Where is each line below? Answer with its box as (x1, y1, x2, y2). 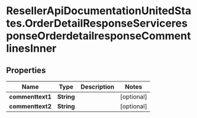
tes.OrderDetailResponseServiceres (6, 17, 188, 30)
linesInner (6, 42, 57, 55)
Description (80, 83, 114, 91)
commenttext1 (9, 93, 52, 101)
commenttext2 (9, 102, 52, 110)
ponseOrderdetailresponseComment (6, 29, 191, 42)
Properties (6, 65, 46, 75)
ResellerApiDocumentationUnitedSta (6, 4, 192, 18)
